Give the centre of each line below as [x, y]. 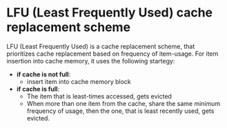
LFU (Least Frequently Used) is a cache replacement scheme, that [101, 46]
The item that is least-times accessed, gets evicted [99, 96]
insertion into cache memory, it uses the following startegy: [91, 61]
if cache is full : [38, 89]
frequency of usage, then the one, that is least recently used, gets [120, 111]
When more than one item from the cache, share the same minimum [124, 103]
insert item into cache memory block [79, 81]
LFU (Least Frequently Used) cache [110, 13]
